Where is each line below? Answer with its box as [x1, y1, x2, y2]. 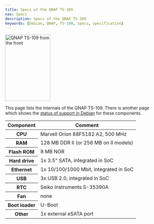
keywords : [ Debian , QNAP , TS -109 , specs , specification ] [5, 21, 124, 26]
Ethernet [11, 166, 32, 173]
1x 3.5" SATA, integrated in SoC [40, 157, 114, 164]
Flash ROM [8, 149, 35, 155]
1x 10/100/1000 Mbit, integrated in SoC [40, 166, 134, 173]
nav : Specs [5, 12, 27, 17]
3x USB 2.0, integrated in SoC [40, 175, 109, 182]
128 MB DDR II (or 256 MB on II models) [40, 139, 133, 146]
